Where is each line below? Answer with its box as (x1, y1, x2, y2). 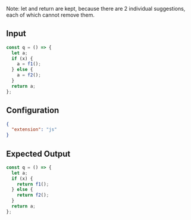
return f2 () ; (17, 192, 49, 199)
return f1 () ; (17, 181, 49, 187)
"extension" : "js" (11, 126, 58, 133)
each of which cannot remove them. (6, 11, 95, 18)
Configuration (6, 106, 60, 116)
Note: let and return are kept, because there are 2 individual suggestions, (6, 5, 186, 12)
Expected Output (6, 148, 71, 159)
